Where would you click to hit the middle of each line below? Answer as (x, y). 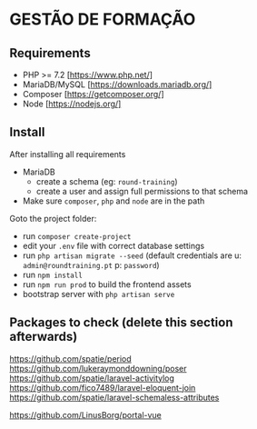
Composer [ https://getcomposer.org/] (94, 94)
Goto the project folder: (53, 218)
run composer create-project (77, 235)
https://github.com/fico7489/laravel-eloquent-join (103, 387)
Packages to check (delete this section (121, 323)
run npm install (53, 274)
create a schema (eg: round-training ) (107, 181)
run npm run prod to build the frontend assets (107, 284)
